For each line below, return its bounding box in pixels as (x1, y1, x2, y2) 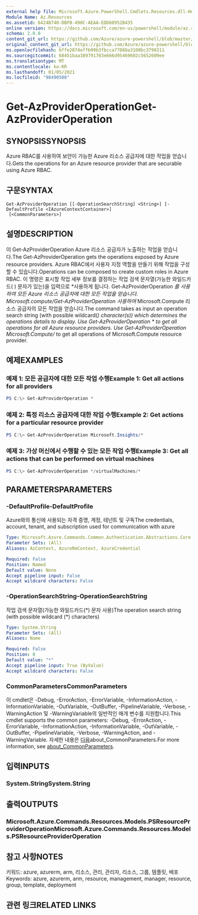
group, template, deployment (6, 881, 77, 888)
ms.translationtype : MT (6, 58, 65, 64)
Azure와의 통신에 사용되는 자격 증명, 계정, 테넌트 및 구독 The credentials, (6, 517, 174, 524)
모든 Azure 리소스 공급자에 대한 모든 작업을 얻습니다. (16, 290, 138, 297)
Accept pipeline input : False (6, 573, 81, 579)
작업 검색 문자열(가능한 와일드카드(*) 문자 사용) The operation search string (6, 606, 181, 614)
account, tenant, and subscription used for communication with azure (6, 523, 175, 530)
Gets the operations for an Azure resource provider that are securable (12, 160, 182, 167)
